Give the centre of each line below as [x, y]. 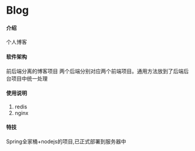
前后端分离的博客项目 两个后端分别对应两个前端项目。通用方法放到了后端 [95, 71]
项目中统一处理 [29, 78]
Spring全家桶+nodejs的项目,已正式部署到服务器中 [66, 142]
